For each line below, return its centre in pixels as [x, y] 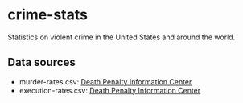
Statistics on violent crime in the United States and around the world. [121, 37]
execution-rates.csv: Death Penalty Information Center [110, 90]
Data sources [41, 62]
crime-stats [47, 15]
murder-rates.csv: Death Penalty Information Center [105, 81]
